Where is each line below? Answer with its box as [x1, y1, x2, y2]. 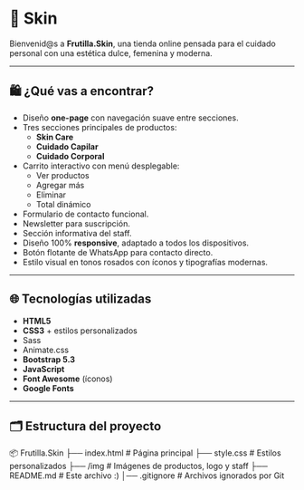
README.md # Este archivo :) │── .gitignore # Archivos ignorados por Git [9, 470, 285, 481]
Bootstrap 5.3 [22, 353, 75, 365]
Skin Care [35, 131, 74, 142]
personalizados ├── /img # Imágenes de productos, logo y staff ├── [9, 461, 269, 472]
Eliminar [35, 189, 66, 200]
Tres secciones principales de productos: [22, 121, 177, 132]
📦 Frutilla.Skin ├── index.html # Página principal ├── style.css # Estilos [9, 447, 282, 458]
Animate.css [22, 344, 70, 355]
